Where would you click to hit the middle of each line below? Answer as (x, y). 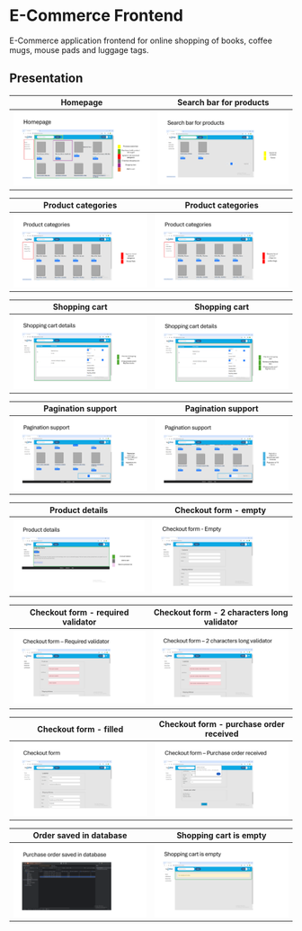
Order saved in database (80, 836)
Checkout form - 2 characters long (221, 612)
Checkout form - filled (80, 729)
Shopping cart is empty (222, 836)
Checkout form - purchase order (222, 724)
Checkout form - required (80, 612)
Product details (79, 510)
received (222, 734)
